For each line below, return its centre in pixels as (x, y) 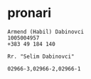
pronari (30, 13)
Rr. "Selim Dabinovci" (41, 56)
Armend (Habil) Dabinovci (45, 32)
